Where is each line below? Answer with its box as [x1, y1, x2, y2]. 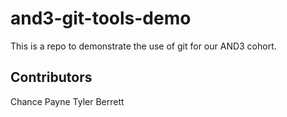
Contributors [10, 69, 93, 86]
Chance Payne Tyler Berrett [10, 95, 125, 107]
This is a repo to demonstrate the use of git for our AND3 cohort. [10, 40, 277, 52]
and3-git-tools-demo [10, 7, 192, 30]
